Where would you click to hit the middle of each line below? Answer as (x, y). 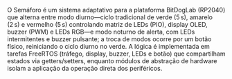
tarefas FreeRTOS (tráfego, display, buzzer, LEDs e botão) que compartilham (116, 54)
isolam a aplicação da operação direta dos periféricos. (85, 68)
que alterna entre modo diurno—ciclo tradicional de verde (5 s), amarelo (110, 17)
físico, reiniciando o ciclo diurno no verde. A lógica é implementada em (108, 46)
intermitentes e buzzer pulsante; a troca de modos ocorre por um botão (109, 39)
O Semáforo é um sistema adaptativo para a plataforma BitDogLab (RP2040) (116, 10)
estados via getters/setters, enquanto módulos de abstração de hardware (112, 61)
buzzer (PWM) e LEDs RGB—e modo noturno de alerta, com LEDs (101, 32)
